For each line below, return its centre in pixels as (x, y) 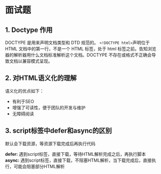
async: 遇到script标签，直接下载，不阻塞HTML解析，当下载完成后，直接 (79, 160)
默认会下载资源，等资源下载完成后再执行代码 (50, 143)
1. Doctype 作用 (29, 30)
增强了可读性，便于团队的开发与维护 (49, 107)
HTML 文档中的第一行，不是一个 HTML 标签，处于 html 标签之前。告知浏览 (81, 49)
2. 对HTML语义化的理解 (41, 78)
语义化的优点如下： (25, 91)
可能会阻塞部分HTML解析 (39, 166)
